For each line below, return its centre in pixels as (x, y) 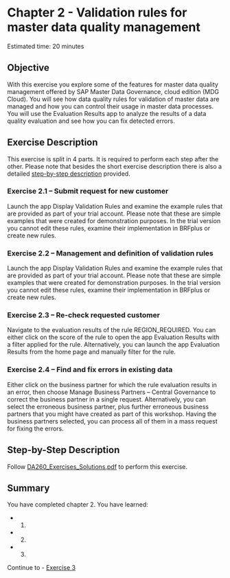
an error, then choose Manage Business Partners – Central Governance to (112, 392)
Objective (28, 68)
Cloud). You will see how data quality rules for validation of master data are (113, 99)
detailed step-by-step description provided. (69, 174)
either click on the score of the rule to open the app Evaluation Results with (113, 337)
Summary (28, 488)
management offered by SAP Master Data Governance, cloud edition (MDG (113, 91)
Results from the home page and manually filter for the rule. (92, 352)
